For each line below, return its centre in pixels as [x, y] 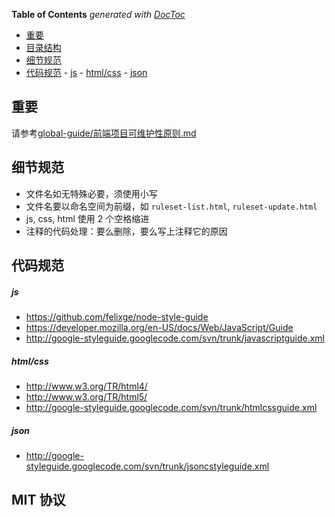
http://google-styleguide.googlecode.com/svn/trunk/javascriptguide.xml [175, 338]
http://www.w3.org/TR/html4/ [86, 386]
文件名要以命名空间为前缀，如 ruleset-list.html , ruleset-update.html [171, 206]
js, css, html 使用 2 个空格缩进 [87, 218]
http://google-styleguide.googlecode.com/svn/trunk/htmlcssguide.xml [171, 407]
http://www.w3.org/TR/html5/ [86, 396]
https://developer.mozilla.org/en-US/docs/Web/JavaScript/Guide [159, 327]
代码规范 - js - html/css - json [86, 72]
